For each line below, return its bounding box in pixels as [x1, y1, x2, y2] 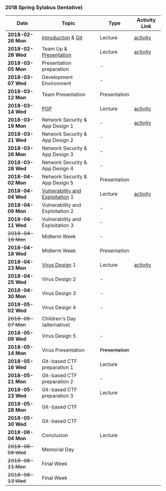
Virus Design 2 [41, 276, 77, 283]
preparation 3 [41, 392, 74, 399]
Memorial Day [41, 446, 74, 453]
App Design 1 [41, 123, 74, 129]
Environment [41, 80, 72, 87]
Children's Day [41, 315, 76, 322]
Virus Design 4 [41, 304, 77, 311]
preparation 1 [41, 364, 74, 371]
